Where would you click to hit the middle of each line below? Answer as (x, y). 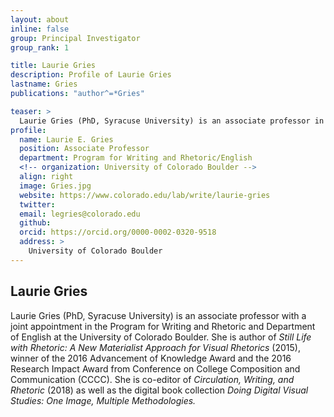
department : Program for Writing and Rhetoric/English (136, 158)
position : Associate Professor (84, 149)
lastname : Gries (44, 84)
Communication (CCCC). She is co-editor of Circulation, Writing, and (152, 379)
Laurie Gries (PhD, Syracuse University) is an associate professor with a (158, 315)
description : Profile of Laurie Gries (91, 75)
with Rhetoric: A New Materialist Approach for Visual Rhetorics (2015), (155, 347)
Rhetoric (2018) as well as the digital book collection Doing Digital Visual (159, 390)
